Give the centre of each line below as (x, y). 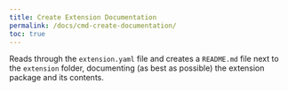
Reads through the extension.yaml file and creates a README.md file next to (144, 59)
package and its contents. (57, 78)
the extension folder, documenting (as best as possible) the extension (137, 68)
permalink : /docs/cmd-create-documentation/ (93, 26)
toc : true (28, 34)
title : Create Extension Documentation (83, 17)
